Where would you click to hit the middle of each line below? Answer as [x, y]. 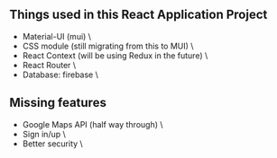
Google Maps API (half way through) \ [93, 124]
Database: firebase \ [60, 75]
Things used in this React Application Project [138, 15]
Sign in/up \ [44, 134]
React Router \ [49, 65]
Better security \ [52, 144]
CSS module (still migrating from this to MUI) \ [108, 46]
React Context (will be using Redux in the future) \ [115, 55]
